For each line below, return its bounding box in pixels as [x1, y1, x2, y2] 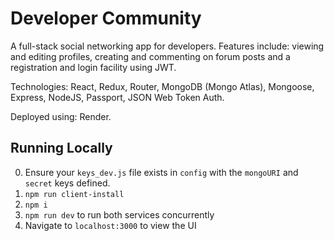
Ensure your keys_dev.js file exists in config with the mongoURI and [24, 166, 299, 178]
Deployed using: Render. [10, 110, 112, 122]
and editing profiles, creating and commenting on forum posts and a [10, 50, 291, 62]
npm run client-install [24, 189, 125, 199]
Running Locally [10, 140, 113, 157]
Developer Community [10, 7, 202, 30]
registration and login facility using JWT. [10, 61, 177, 73]
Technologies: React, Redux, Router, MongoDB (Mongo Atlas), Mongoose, [10, 80, 315, 92]
